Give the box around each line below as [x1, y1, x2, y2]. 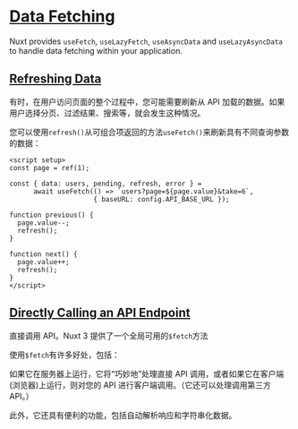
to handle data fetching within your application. [9, 45, 183, 56]
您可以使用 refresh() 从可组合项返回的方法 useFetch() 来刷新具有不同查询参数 [9, 126, 290, 137]
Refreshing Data [9, 72, 102, 87]
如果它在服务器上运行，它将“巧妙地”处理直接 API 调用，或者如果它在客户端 [9, 368, 285, 379]
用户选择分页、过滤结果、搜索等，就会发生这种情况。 [9, 107, 206, 118]
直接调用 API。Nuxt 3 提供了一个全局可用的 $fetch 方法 [9, 330, 209, 341]
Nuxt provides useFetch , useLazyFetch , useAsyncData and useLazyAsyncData [9, 36, 284, 47]
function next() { [9, 249, 78, 259]
